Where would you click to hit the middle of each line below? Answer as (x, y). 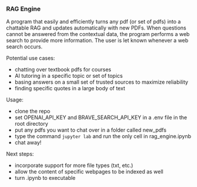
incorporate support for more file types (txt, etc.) (74, 165)
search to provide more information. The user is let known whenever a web (97, 41)
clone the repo (32, 111)
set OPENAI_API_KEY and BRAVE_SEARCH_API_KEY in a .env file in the (101, 117)
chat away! (28, 143)
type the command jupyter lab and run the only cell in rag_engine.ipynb (103, 136)
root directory (31, 124)
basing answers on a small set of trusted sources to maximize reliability (101, 82)
